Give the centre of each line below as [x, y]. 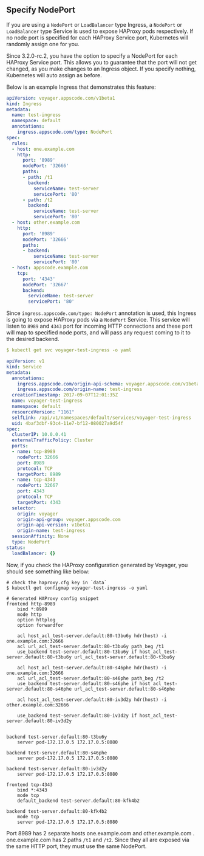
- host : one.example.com [43, 149]
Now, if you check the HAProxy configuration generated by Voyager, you [97, 565]
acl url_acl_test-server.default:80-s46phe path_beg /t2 [91, 678]
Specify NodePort [41, 10]
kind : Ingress [24, 104]
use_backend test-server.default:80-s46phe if [77, 683]
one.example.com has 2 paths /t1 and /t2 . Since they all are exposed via [98, 840]
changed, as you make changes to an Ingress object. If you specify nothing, [101, 69]
